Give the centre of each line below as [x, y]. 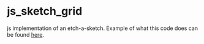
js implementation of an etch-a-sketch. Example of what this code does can [103, 28]
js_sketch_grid [45, 11]
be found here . [26, 34]
